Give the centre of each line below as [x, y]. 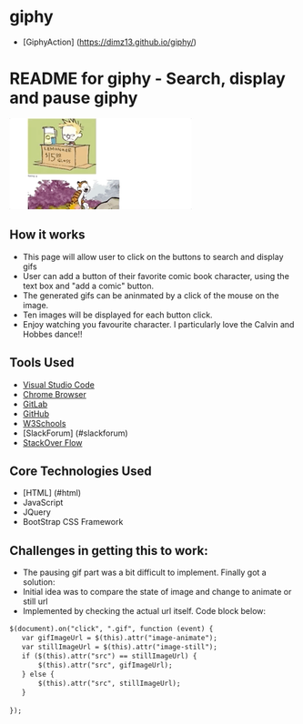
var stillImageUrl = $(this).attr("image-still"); [120, 648]
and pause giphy [74, 98]
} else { [38, 675]
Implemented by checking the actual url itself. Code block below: [144, 611]
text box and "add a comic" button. [88, 286]
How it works [47, 235]
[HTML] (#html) [52, 493]
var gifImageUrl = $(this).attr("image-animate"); [120, 639]
